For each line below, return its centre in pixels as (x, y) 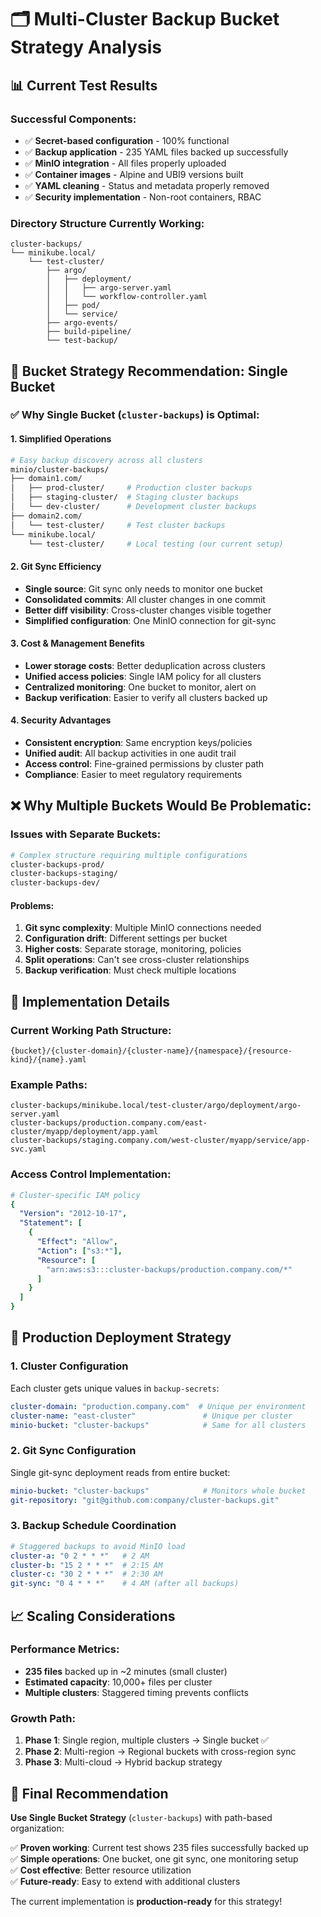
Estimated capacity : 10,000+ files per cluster (118, 1682)
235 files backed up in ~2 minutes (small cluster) (126, 1671)
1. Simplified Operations (61, 439)
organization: (37, 1828)
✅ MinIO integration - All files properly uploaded (125, 163)
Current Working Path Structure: (91, 1030)
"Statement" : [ (51, 1223)
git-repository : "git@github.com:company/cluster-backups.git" (145, 1500)
